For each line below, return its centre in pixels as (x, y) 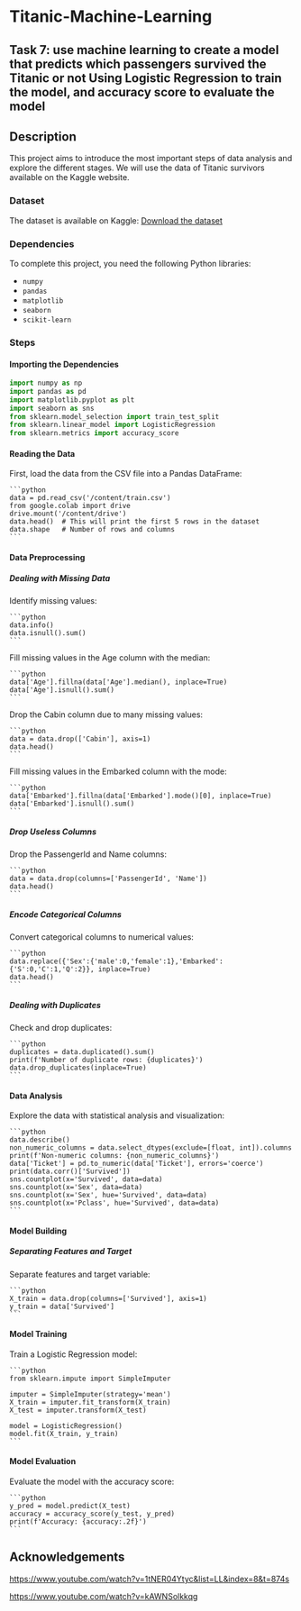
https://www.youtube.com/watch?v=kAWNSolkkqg (104, 1596)
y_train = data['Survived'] (62, 1306)
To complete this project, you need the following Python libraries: (130, 263)
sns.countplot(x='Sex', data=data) (76, 1188)
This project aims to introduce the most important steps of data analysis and (151, 159)
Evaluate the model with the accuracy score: (92, 1482)
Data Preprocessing (47, 558)
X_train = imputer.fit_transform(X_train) (90, 1402)
